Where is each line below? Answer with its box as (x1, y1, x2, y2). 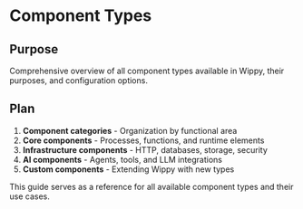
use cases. (9, 191, 50, 202)
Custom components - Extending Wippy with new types (22, 164, 235, 175)
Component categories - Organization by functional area (22, 125, 238, 136)
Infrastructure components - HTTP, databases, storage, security (22, 144, 268, 155)
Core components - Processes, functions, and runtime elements (22, 135, 265, 146)
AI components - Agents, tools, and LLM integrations (22, 154, 223, 165)
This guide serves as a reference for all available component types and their (9, 181, 294, 192)
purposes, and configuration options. (9, 75, 148, 86)
